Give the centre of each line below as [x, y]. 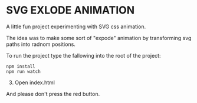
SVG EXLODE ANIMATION [70, 10]
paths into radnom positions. [41, 44]
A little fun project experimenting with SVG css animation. [76, 26]
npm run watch [24, 71]
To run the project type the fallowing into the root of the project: [83, 55]
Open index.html [35, 82]
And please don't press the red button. [53, 94]
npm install [21, 66]
